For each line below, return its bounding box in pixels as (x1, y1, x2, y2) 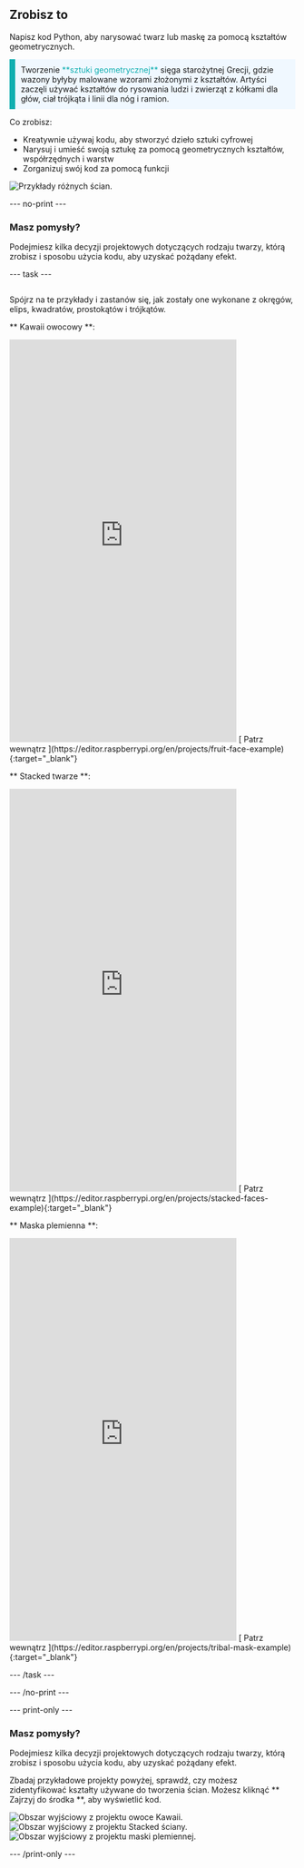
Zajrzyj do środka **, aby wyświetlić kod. (9, 1794, 162, 1805)
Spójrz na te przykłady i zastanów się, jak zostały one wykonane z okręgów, (9, 294, 293, 305)
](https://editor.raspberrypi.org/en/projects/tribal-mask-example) (48, 1642, 292, 1653)
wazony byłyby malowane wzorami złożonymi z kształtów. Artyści (21, 74, 268, 84)
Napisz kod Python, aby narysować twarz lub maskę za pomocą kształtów (9, 31, 288, 42)
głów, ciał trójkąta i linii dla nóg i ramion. (21, 93, 170, 103)
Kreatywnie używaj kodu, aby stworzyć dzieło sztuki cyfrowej (22, 133, 254, 144)
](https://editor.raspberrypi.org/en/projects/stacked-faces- (48, 1193, 270, 1204)
